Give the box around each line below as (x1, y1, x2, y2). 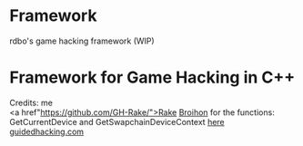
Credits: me (9, 97, 53, 108)
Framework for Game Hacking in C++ (9, 67, 296, 88)
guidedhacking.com (9, 126, 85, 137)
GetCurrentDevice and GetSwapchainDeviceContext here (9, 116, 225, 127)
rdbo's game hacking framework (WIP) (9, 35, 155, 46)
